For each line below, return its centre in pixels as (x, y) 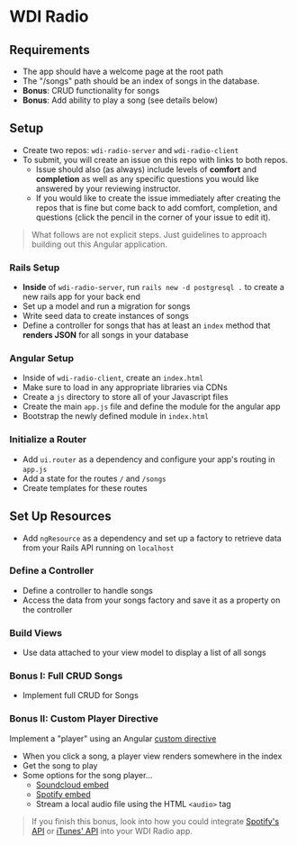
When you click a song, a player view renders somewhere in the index (152, 756)
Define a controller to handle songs (87, 590)
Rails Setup (35, 268)
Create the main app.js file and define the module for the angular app (151, 406)
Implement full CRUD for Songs (81, 695)
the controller (47, 609)
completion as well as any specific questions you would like (147, 178)
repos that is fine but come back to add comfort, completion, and (156, 207)
